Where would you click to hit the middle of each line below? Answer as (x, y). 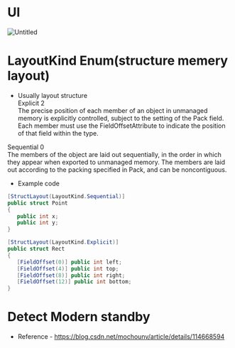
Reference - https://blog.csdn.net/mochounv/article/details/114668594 (121, 337)
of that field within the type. (58, 133)
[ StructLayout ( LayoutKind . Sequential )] (66, 196)
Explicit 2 (31, 103)
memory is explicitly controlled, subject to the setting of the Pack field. (121, 118)
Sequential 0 (26, 147)
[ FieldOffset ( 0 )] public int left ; (69, 262)
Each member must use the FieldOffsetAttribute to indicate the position (121, 126)
